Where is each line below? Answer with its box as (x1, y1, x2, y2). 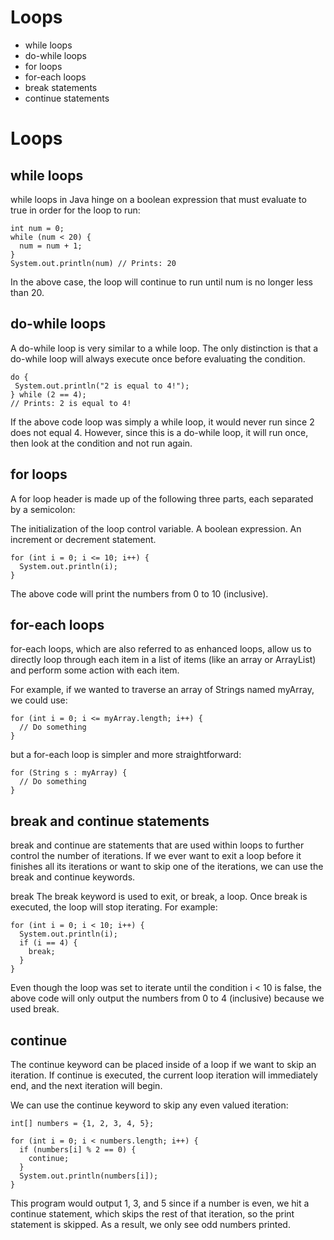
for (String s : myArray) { (10, 768, 128, 778)
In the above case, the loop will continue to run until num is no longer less (10, 276, 313, 288)
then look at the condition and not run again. (10, 437, 193, 449)
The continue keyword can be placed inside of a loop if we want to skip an (10, 1059, 317, 1070)
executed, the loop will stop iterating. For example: (10, 901, 218, 913)
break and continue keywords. (10, 871, 136, 883)
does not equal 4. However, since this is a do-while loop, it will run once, (10, 426, 309, 438)
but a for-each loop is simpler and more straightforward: (10, 749, 242, 761)
